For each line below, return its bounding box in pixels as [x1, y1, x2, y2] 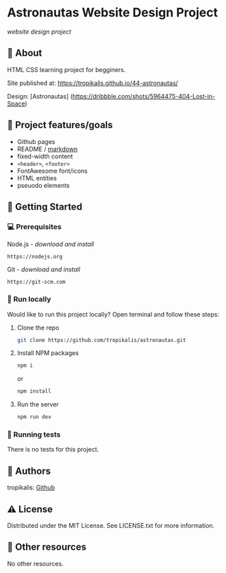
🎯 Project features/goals [7, 119, 113, 131]
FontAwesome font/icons [16, 167, 88, 175]
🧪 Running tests [7, 430, 61, 439]
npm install [16, 388, 51, 395]
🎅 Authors [7, 465, 51, 477]
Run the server [16, 400, 60, 409]
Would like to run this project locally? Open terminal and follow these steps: [7, 310, 220, 318]
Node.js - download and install [7, 240, 95, 248]
